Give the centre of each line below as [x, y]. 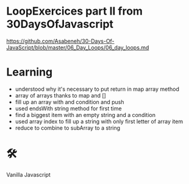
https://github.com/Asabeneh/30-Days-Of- [60, 41]
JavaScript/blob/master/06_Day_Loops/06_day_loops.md [78, 48]
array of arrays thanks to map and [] [61, 95]
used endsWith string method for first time [68, 108]
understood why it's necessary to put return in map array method [97, 89]
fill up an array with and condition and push [70, 102]
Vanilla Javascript [28, 174]
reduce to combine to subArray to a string [68, 128]
